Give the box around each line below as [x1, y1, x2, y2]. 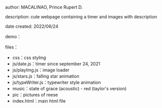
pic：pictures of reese [12, 92, 58, 98]
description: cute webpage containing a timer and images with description [5, 14, 158, 19]
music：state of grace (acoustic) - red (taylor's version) [12, 86, 127, 91]
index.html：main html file [12, 98, 66, 104]
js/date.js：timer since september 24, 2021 [12, 61, 100, 66]
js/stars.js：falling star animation [12, 73, 80, 79]
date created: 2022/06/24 [5, 23, 59, 29]
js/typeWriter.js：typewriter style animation [12, 79, 101, 85]
